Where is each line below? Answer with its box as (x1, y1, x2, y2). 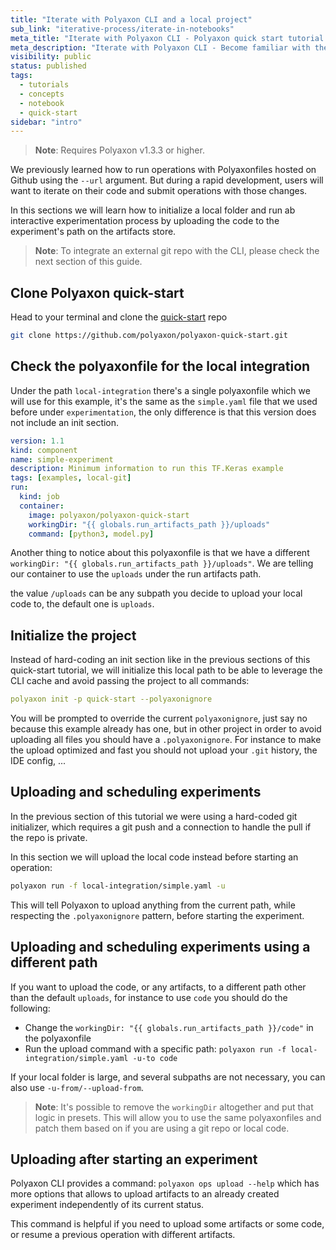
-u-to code (132, 1053, 178, 1063)
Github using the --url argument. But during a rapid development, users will (10, 174, 324, 186)
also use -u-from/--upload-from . (10, 1081, 145, 1093)
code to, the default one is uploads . (10, 598, 155, 610)
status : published (10, 61, 87, 71)
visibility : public (10, 52, 92, 62)
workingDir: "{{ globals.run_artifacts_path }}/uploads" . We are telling (10, 557, 314, 570)
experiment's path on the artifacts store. (10, 226, 177, 238)
